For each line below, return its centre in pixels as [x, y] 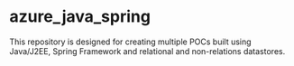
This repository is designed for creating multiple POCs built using [130, 42]
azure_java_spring [80, 17]
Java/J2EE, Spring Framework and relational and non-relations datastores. [147, 51]
